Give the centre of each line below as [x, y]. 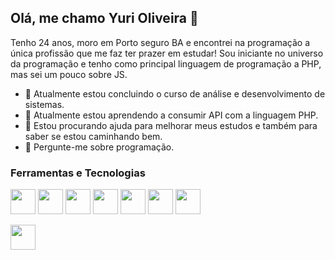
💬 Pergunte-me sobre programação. [99, 147]
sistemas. [44, 104]
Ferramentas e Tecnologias [78, 173]
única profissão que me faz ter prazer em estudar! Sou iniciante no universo [167, 53]
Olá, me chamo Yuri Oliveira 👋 [104, 18]
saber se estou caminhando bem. [93, 136]
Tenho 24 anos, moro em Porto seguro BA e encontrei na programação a [160, 42]
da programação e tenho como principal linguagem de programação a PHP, [166, 63]
